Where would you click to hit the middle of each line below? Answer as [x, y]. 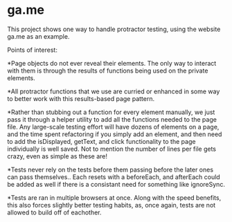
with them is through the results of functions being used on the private [108, 71]
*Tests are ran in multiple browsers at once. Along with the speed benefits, [114, 197]
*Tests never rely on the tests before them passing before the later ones [110, 169]
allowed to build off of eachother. [54, 212]
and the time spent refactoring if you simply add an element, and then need [115, 134]
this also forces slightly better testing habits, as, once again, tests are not [111, 205]
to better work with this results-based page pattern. [81, 98]
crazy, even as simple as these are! [57, 156]
